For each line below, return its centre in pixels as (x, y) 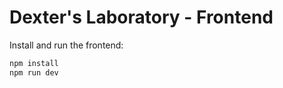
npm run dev (34, 72)
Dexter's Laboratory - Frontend (141, 17)
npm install (34, 63)
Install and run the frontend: (66, 45)
